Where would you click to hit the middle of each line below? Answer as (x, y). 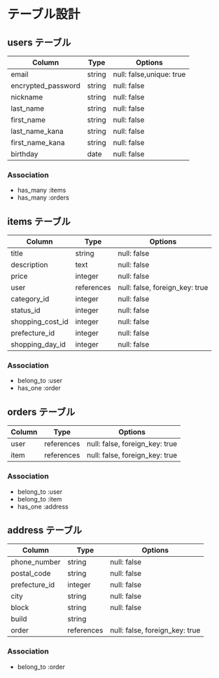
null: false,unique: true (149, 74)
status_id (26, 310)
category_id (30, 299)
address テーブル (45, 530)
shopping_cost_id (40, 321)
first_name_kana (38, 143)
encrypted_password (45, 86)
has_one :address (43, 506)
